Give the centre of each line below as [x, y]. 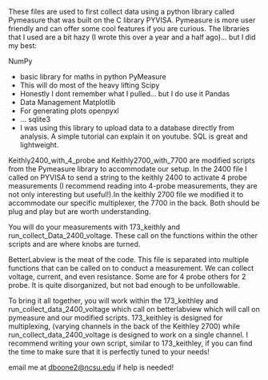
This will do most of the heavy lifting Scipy [90, 85]
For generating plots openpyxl [69, 111]
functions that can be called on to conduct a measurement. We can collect [131, 268]
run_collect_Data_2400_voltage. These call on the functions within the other [133, 235]
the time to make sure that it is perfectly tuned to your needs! [109, 352]
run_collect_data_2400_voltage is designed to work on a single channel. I [128, 335]
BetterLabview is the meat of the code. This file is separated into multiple [129, 259]
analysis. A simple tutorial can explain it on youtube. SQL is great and [134, 136]
